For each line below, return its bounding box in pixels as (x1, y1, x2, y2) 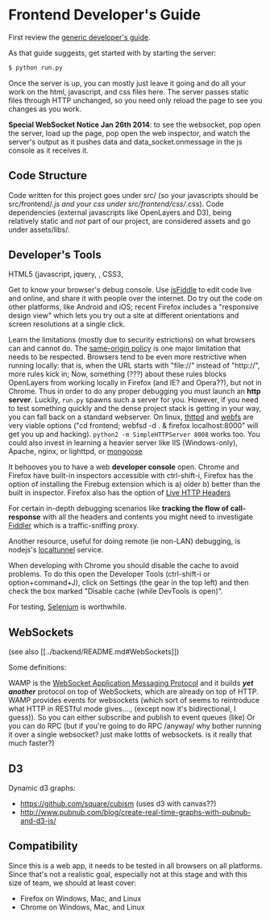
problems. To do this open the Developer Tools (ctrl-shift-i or (8, 569, 211, 579)
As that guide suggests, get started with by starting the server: (8, 48, 217, 57)
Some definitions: (8, 662, 67, 672)
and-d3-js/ (19, 816, 56, 825)
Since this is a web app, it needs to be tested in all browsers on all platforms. (8, 860, 263, 870)
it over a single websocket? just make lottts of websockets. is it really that (8, 729, 252, 740)
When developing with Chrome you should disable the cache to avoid (8, 561, 239, 570)
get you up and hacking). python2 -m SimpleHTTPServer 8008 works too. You (8, 430, 260, 439)
